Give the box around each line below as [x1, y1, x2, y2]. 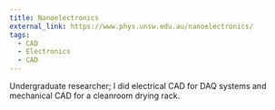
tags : [9, 30, 30, 39]
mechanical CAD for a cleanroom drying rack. [9, 90, 181, 101]
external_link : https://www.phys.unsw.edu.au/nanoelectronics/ [9, 22, 254, 31]
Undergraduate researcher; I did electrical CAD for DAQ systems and [9, 81, 267, 91]
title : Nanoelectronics [9, 13, 100, 23]
